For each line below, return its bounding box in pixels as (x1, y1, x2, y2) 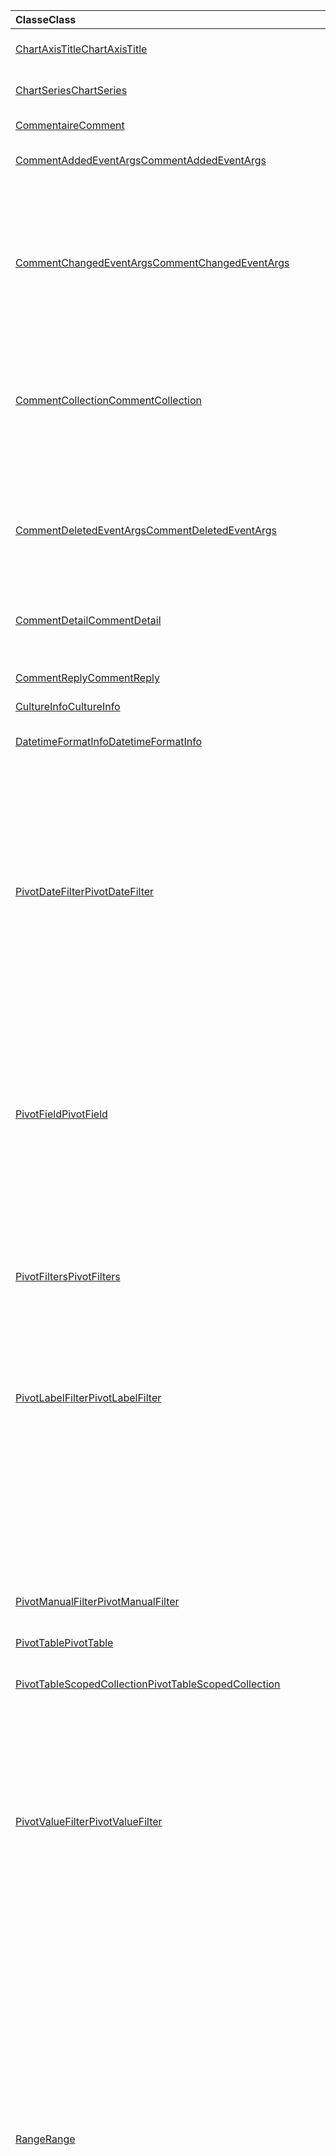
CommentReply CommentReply (15, 671, 160, 684)
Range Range (15, 2132, 76, 2146)
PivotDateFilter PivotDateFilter (15, 885, 155, 898)
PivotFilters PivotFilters (15, 1270, 121, 1283)
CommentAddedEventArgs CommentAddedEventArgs (15, 154, 267, 167)
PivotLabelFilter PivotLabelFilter (15, 1391, 162, 1404)
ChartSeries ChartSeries (15, 84, 128, 97)
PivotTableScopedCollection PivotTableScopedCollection (15, 1677, 281, 1691)
